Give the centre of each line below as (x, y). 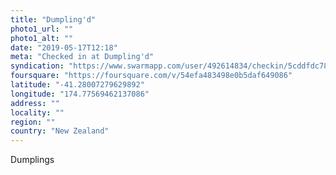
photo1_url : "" (42, 29)
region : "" (33, 122)
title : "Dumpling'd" (53, 19)
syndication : (37, 66)
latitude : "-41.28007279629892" (77, 85)
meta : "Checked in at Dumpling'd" (82, 57)
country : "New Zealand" (60, 131)
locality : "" (37, 112)
